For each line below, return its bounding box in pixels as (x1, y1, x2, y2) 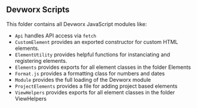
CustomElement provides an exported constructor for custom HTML (14, 38, 178, 45)
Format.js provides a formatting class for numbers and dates (14, 69, 165, 77)
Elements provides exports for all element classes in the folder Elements (14, 63, 191, 71)
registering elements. (14, 57, 67, 64)
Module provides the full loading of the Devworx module (14, 76, 151, 83)
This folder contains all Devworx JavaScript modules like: (6, 20, 147, 27)
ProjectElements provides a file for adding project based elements (14, 82, 178, 90)
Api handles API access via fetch (14, 32, 97, 39)
